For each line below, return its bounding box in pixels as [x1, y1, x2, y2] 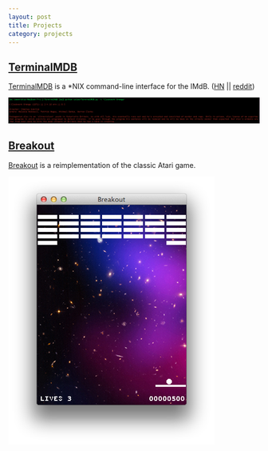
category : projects [8, 30, 73, 38]
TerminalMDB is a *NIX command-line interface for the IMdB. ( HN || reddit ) [8, 82, 255, 91]
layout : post [8, 13, 52, 21]
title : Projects [8, 21, 62, 30]
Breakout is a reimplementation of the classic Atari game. [8, 160, 196, 170]
